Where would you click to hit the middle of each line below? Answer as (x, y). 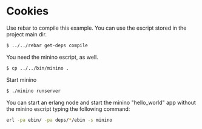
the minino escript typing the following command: (68, 109)
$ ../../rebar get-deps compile (47, 45)
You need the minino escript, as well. (52, 57)
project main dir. (27, 34)
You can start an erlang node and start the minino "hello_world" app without (101, 102)
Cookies (28, 11)
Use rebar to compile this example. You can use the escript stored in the (96, 28)
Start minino (22, 79)
